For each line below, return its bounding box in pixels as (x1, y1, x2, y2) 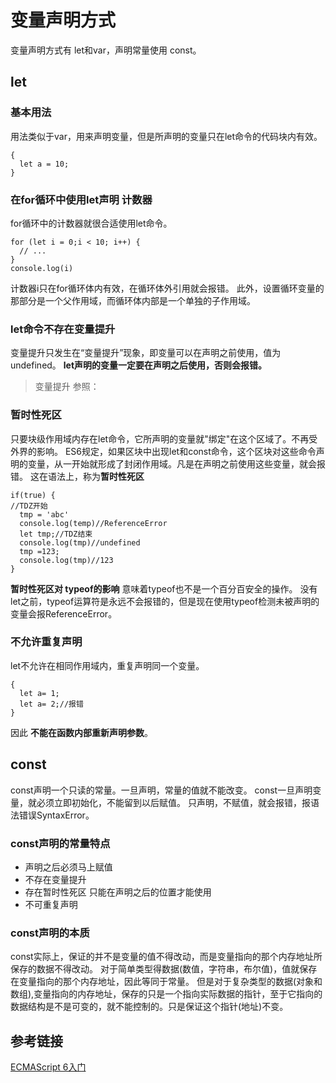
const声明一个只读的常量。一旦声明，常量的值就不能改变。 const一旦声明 (10, 784, 313, 796)
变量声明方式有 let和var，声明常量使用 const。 (10, 44, 202, 56)
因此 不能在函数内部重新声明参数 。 (10, 726, 153, 738)
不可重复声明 (24, 898, 78, 910)
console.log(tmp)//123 (19, 555, 114, 565)
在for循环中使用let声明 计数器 (10, 192, 153, 206)
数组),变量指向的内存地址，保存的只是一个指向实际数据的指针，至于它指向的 (10, 988, 323, 1000)
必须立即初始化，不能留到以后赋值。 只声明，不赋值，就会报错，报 (36, 796, 311, 808)
